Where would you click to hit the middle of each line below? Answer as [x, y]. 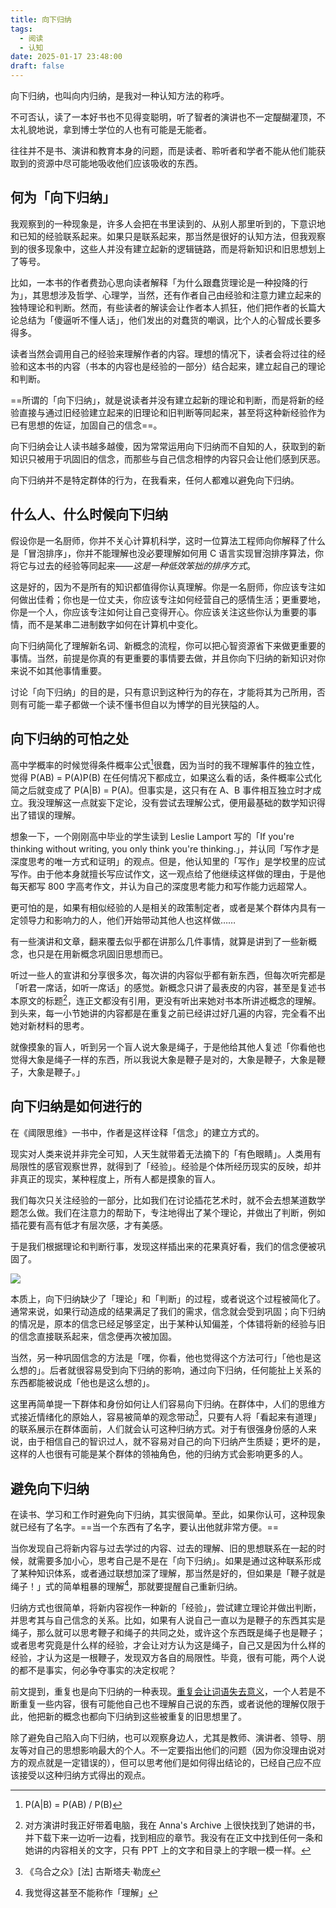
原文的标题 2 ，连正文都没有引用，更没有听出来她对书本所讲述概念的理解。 [170, 999]
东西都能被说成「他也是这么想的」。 [82, 1382]
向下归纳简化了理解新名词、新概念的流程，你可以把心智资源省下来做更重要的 [168, 645]
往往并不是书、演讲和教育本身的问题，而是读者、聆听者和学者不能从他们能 [163, 150]
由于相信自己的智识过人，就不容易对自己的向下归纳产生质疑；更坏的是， [176, 1442]
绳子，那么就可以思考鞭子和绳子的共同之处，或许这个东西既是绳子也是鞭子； [168, 1632]
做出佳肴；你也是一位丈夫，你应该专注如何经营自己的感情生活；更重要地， [172, 599]
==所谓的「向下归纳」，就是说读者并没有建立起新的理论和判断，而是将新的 [163, 400]
